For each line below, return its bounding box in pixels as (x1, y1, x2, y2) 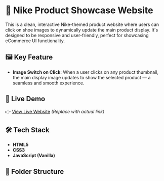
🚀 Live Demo (5, 95, 46, 103)
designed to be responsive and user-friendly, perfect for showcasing (5, 32, 149, 38)
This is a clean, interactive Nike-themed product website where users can (5, 21, 159, 27)
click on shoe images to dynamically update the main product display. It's (5, 26, 158, 33)
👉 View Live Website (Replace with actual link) (5, 108, 105, 114)
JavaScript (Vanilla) (12, 153, 56, 159)
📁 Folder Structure (5, 167, 64, 176)
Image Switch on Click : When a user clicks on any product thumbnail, (12, 69, 158, 75)
